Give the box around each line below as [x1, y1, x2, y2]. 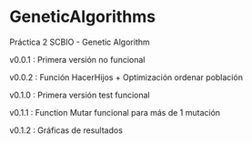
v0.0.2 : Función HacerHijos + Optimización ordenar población [9, 71, 244, 83]
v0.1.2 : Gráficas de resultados [9, 125, 123, 136]
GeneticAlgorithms [9, 6, 156, 27]
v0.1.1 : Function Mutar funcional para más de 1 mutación [9, 107, 221, 117]
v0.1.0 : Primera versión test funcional [9, 89, 150, 100]
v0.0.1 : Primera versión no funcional [9, 54, 146, 65]
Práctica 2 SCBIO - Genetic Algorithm [9, 36, 150, 47]
